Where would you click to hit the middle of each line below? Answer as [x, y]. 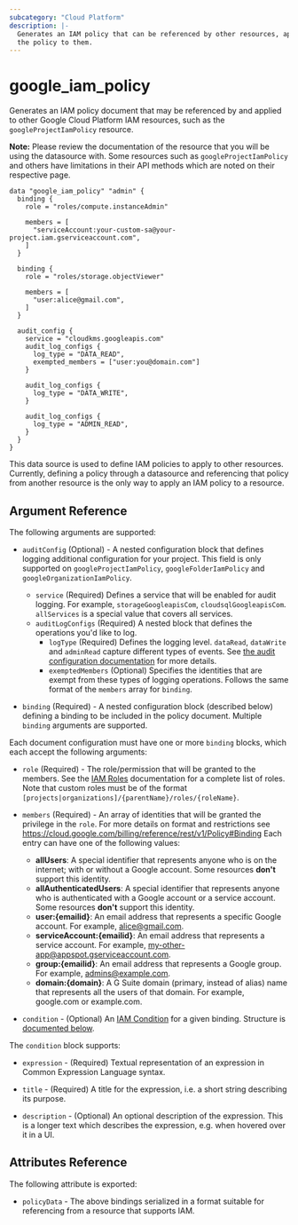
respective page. [40, 175]
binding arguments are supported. [85, 725]
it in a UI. [38, 1134]
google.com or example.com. [89, 1001]
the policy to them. [55, 42]
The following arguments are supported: [83, 532]
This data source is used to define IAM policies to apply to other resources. [146, 464]
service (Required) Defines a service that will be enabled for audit [156, 595]
